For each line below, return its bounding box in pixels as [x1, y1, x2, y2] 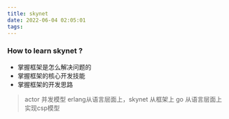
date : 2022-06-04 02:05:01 [7, 17, 86, 24]
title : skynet [7, 10, 49, 17]
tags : [7, 23, 23, 30]
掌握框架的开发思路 [17, 80, 74, 88]
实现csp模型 [24, 104, 60, 112]
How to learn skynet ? [7, 46, 83, 56]
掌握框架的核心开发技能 [17, 71, 85, 80]
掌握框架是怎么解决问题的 [17, 63, 92, 71]
